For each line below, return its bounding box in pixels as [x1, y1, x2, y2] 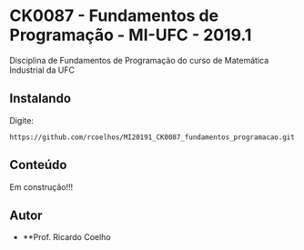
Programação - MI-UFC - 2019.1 [9, 25, 252, 45]
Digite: [9, 115, 35, 125]
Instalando [9, 91, 71, 106]
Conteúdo [9, 157, 67, 173]
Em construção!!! [9, 181, 74, 192]
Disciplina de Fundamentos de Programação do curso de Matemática [9, 55, 269, 65]
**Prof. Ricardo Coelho [22, 232, 111, 243]
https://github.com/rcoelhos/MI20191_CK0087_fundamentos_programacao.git [9, 133, 296, 142]
